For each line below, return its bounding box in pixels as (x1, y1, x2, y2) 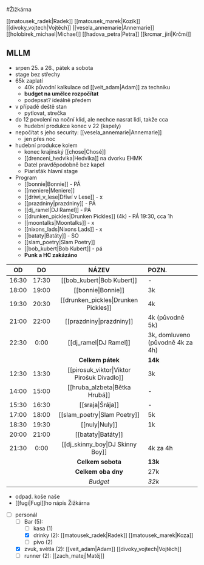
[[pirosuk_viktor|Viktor (67, 365, 131, 374)
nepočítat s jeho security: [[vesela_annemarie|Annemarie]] (15, 128, 162, 136)
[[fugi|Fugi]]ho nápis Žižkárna (15, 499, 90, 507)
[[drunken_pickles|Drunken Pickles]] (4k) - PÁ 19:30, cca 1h (24, 213, 173, 220)
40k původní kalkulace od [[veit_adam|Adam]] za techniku (24, 83, 171, 91)
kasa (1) (33, 524, 53, 532)
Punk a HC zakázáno (24, 251, 78, 258)
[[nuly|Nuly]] (80, 420, 118, 428)
